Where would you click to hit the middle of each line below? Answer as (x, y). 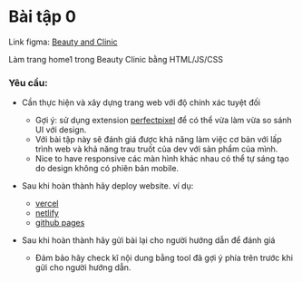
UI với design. (61, 130)
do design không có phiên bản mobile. (107, 169)
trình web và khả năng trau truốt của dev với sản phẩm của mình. (156, 149)
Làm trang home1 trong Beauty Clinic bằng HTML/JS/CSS (116, 59)
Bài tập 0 (42, 17)
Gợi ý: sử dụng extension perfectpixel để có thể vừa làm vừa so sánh (163, 121)
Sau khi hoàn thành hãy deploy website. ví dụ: (107, 186)
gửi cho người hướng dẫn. (83, 267)
